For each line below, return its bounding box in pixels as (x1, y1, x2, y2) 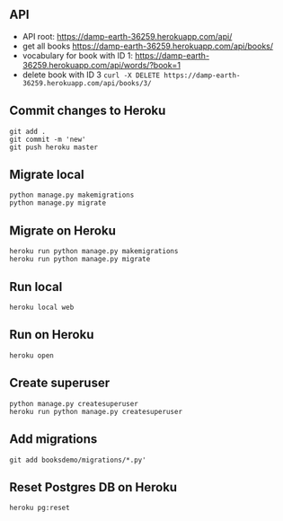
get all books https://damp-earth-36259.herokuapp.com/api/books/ (22, 40, 274, 51)
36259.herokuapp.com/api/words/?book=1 (22, 59, 181, 70)
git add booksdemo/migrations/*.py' (9, 455, 146, 464)
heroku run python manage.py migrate (9, 255, 151, 264)
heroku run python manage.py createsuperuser (9, 407, 182, 416)
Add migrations (9, 431, 98, 447)
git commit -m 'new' (9, 135, 87, 144)
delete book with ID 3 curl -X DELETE (22, 69, 160, 80)
